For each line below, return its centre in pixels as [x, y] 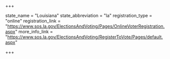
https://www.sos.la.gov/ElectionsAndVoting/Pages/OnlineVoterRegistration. [86, 26]
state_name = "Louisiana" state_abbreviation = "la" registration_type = [79, 15]
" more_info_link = [34, 32]
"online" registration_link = [33, 21]
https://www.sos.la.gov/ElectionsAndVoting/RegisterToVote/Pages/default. [85, 37]
